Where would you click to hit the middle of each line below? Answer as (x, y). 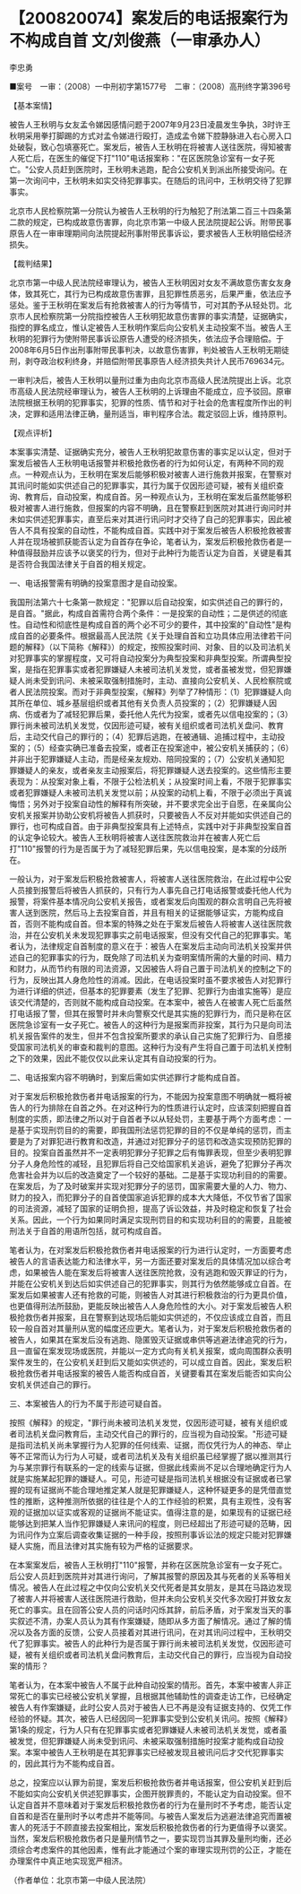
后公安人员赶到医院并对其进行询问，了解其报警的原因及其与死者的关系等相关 (150, 1576)
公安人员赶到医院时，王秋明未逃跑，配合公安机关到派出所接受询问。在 (158, 169)
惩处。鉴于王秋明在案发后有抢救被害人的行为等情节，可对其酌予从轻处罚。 (146, 305)
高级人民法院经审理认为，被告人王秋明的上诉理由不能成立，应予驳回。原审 (154, 391)
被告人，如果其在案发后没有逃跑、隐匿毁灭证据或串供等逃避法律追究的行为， (150, 1339)
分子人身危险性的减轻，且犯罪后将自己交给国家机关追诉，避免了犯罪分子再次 (150, 1163)
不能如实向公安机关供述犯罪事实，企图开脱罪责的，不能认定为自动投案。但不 (150, 1794)
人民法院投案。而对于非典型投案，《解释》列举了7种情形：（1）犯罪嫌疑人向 (154, 691)
